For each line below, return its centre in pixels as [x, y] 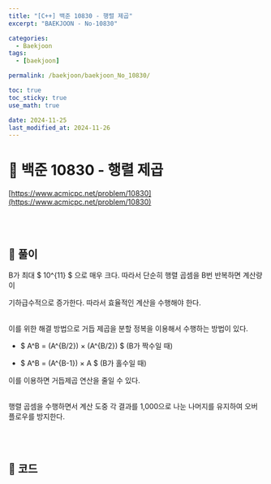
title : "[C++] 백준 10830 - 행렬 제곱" [71, 16]
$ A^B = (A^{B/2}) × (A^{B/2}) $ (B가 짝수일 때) [96, 346]
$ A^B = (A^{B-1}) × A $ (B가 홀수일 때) [84, 363]
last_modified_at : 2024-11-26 [60, 128]
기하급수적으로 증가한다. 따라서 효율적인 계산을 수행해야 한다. [105, 303]
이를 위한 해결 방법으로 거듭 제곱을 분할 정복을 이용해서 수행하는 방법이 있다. [129, 329]
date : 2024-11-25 [38, 120]
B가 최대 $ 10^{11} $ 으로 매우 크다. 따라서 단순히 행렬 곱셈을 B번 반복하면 [125, 275]
